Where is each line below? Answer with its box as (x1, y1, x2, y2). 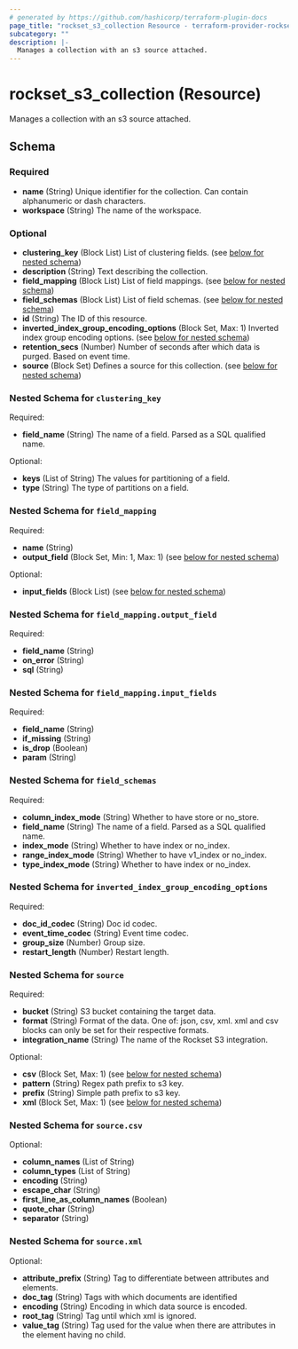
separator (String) (21, 1213, 90, 1224)
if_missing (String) (21, 733, 91, 744)
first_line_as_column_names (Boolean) (21, 1195, 168, 1205)
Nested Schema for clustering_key (9, 391, 161, 404)
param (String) (21, 752, 77, 763)
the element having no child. (21, 1329, 126, 1340)
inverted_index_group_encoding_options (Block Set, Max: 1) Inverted (21, 323, 279, 334)
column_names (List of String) (21, 1156, 135, 1167)
